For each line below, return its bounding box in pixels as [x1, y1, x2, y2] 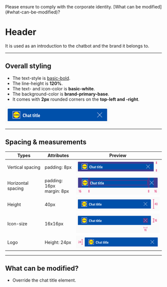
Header [5, 26, 36, 38]
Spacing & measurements [5, 138, 87, 146]
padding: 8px [44, 164, 72, 170]
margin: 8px [44, 188, 70, 194]
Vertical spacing [7, 164, 41, 170]
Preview [109, 152, 127, 158]
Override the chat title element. [12, 277, 76, 284]
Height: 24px [44, 239, 72, 245]
